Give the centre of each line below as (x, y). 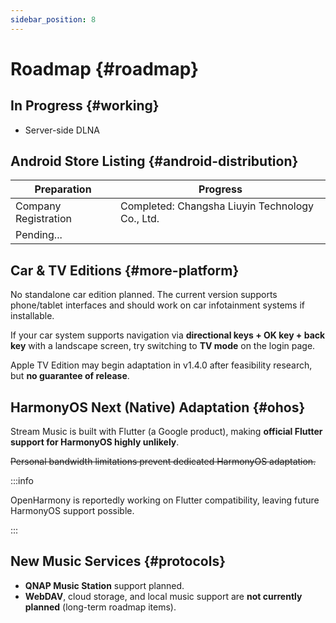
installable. (32, 316)
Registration (43, 219)
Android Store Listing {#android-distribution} (154, 161)
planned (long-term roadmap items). (100, 607)
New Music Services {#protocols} (118, 561)
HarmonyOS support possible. (72, 511)
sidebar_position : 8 (53, 19)
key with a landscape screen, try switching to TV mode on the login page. (163, 346)
